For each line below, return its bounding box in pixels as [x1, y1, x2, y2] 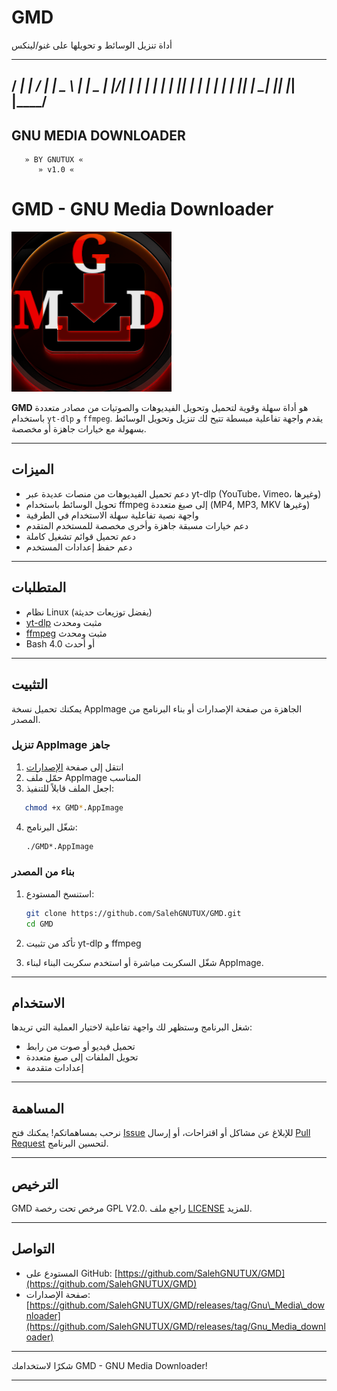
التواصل [11, 1241, 55, 1258]
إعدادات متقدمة [25, 1062, 84, 1074]
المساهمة [11, 1100, 64, 1117]
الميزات [11, 461, 54, 478]
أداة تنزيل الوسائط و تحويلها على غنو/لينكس [11, 39, 173, 51]
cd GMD [25, 919, 54, 929]
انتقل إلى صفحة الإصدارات [25, 761, 124, 773]
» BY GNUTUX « [24, 155, 84, 165]
